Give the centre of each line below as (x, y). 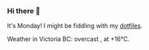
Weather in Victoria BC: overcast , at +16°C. (68, 39)
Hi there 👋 (24, 11)
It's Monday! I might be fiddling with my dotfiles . (75, 26)
